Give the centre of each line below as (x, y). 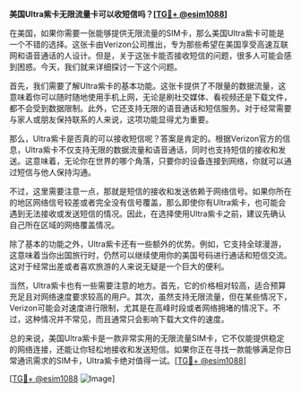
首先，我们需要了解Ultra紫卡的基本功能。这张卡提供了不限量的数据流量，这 (148, 86)
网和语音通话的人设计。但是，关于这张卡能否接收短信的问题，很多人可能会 (146, 56)
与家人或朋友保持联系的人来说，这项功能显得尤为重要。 (111, 119)
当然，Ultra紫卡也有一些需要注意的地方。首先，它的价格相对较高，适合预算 (148, 285)
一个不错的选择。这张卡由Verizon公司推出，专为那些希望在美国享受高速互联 (149, 44)
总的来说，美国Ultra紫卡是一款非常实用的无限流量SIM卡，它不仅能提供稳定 (147, 338)
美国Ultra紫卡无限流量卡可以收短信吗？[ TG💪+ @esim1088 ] (119, 14)
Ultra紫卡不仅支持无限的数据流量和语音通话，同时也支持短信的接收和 (151, 150)
